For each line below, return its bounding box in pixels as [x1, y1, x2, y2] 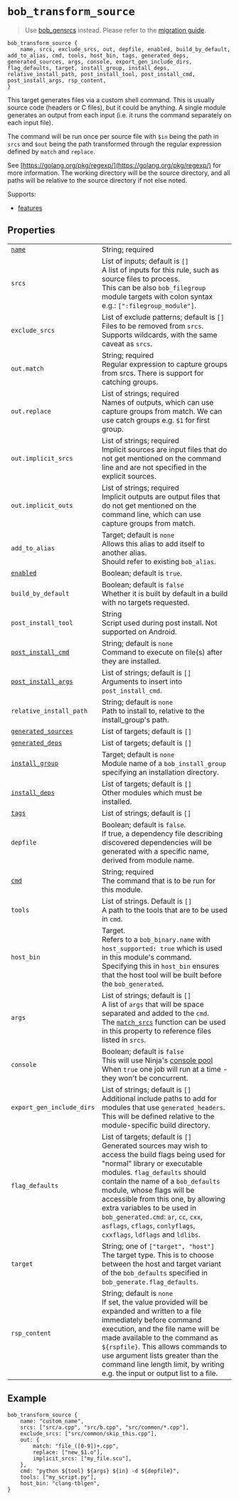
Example [7, 1393, 47, 1405]
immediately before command [102, 1314, 202, 1324]
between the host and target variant [102, 1259, 222, 1269]
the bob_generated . [102, 979, 164, 989]
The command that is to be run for [102, 876, 216, 885]
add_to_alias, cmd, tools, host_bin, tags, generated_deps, [7, 52, 190, 59]
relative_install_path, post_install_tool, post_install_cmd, [7, 70, 196, 78]
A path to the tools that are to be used [102, 905, 228, 915]
